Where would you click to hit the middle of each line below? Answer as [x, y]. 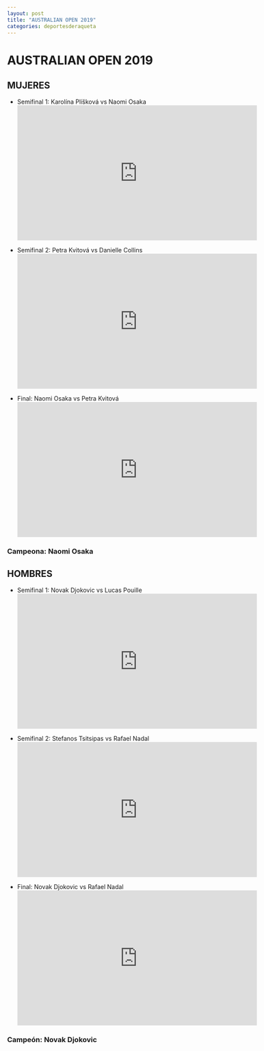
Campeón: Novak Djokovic [52, 1040]
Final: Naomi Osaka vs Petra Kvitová [68, 399]
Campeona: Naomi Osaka [50, 552]
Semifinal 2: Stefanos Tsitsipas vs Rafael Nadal [83, 739]
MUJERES [29, 85]
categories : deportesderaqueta [52, 26]
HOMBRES [30, 574]
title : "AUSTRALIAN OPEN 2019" [52, 20]
